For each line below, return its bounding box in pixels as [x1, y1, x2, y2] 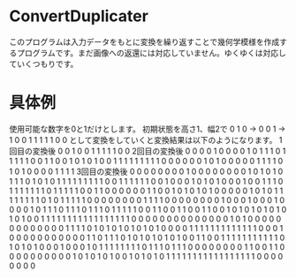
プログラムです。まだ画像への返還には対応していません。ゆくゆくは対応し [16, 47, 287, 58]
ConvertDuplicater [9, 6, 148, 26]
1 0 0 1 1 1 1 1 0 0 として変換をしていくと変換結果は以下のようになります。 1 [9, 134, 283, 145]
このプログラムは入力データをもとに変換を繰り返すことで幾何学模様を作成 [9, 36, 280, 47]
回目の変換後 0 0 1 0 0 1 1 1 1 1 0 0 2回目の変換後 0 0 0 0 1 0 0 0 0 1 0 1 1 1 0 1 [9, 146, 286, 156]
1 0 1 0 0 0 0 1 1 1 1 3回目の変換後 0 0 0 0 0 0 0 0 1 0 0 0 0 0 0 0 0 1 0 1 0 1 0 [9, 166, 284, 177]
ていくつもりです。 [9, 58, 79, 69]
